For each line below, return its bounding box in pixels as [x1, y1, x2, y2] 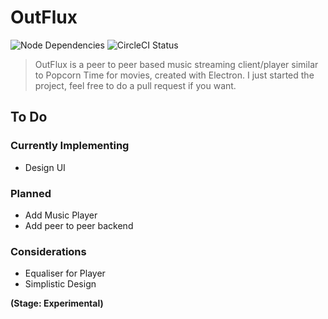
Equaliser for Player [24, 267, 106, 280]
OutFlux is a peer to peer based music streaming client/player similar [34, 58, 319, 70]
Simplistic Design [24, 278, 97, 290]
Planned [10, 186, 52, 200]
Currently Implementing [10, 139, 130, 153]
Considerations [10, 244, 87, 258]
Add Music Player [24, 209, 98, 221]
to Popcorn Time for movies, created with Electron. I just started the [34, 69, 315, 81]
